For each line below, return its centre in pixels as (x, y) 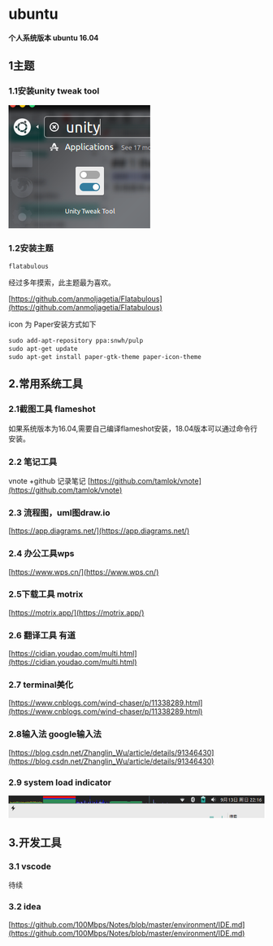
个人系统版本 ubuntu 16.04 (54, 37)
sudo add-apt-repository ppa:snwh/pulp (76, 340)
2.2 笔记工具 (33, 462)
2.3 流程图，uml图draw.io (60, 512)
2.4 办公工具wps (41, 554)
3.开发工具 (35, 843)
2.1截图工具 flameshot (52, 409)
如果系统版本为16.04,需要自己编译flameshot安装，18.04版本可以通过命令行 (133, 428)
